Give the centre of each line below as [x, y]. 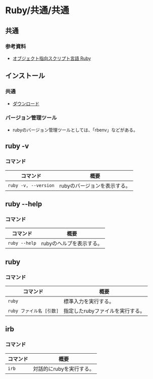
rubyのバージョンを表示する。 [95, 185]
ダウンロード [26, 103]
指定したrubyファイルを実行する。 [104, 311]
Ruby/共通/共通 [37, 10]
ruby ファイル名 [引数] [33, 311]
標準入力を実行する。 [89, 301]
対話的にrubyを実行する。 [64, 369]
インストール [25, 76]
